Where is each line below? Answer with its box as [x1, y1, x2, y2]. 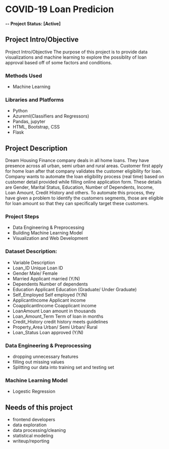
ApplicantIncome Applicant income [12, 297, 86, 303]
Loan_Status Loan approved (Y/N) [12, 329, 83, 335]
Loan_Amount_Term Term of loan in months [12, 313, 104, 319]
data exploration [12, 422, 47, 428]
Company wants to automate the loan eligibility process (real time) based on [5, 174, 164, 179]
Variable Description [12, 259, 55, 265]
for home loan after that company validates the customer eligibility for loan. [5, 168, 162, 174]
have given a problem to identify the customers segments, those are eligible [5, 195, 163, 201]
